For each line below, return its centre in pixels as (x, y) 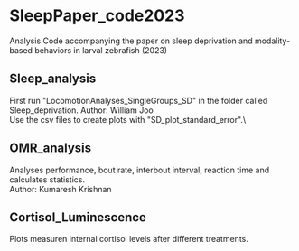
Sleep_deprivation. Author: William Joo (81, 110)
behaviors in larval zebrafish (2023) (101, 50)
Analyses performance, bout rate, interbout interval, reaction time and (139, 170)
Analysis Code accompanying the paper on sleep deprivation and (131, 41)
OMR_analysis (51, 149)
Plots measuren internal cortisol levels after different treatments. (129, 239)
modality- (272, 41)
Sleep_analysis (53, 79)
